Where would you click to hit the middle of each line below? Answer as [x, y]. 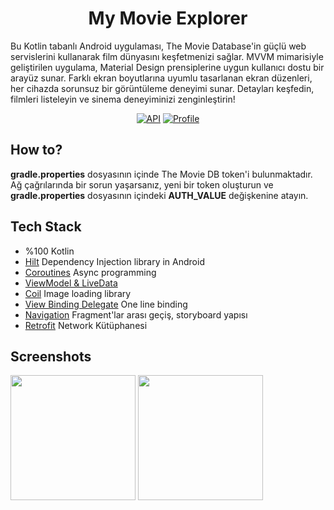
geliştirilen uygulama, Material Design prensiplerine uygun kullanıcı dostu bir [167, 67]
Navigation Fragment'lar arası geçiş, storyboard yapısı [136, 314]
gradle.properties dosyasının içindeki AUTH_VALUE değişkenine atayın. [159, 195]
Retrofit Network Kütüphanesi [86, 325]
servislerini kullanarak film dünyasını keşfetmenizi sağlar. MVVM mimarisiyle [167, 56]
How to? [36, 150]
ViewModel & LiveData [71, 283]
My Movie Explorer [168, 18]
